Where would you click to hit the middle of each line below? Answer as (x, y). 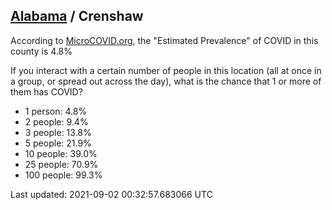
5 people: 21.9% (58, 143)
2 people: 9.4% (56, 121)
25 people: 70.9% (61, 164)
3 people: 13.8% (58, 132)
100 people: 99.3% (63, 175)
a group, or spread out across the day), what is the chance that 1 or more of (166, 81)
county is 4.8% (41, 51)
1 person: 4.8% (56, 111)
